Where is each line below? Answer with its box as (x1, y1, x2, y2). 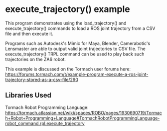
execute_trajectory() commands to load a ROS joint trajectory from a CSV (5, 25, 156, 31)
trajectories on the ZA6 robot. (5, 56, 66, 62)
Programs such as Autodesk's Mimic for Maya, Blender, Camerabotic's (5, 40, 151, 46)
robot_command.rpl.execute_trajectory (5, 120, 85, 126)
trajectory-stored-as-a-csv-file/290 (5, 76, 79, 82)
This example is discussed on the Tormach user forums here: (5, 66, 131, 72)
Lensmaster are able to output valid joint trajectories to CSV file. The (5, 45, 146, 51)
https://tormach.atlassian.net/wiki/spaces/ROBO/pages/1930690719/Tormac (5, 109, 162, 115)
